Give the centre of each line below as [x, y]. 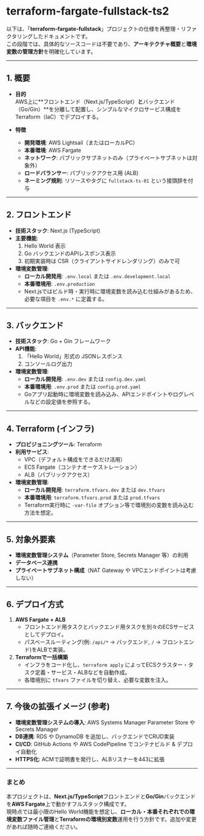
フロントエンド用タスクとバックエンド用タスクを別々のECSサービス [109, 627]
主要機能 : [26, 238]
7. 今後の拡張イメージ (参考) [58, 706]
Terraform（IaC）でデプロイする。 [58, 117]
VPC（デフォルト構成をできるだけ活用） [75, 460]
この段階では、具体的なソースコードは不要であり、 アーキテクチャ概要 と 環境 [102, 44]
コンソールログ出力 [48, 364]
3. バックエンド [35, 325]
